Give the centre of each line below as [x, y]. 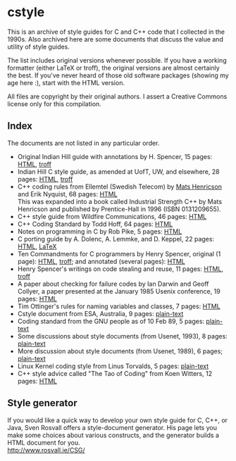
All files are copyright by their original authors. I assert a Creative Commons [117, 96]
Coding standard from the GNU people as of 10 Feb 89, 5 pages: [111, 321]
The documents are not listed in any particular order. [83, 143]
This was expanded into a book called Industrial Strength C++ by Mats [120, 201]
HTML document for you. [44, 442]
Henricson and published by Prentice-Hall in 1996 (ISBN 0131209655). [119, 209]
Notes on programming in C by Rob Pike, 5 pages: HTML [100, 231]
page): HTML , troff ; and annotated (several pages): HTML [101, 261]
